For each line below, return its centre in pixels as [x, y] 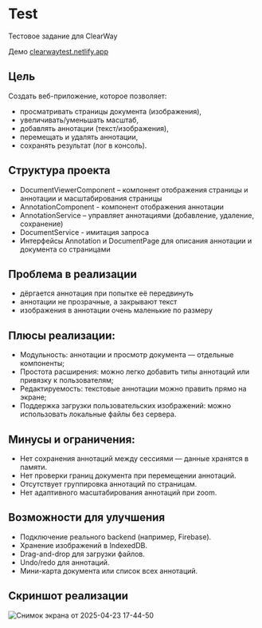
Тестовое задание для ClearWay [63, 36]
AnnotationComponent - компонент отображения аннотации [122, 207]
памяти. [33, 467]
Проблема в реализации [73, 274]
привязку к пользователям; [66, 380]
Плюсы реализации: [62, 335]
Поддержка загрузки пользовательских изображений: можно [125, 406]
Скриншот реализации [68, 596]
